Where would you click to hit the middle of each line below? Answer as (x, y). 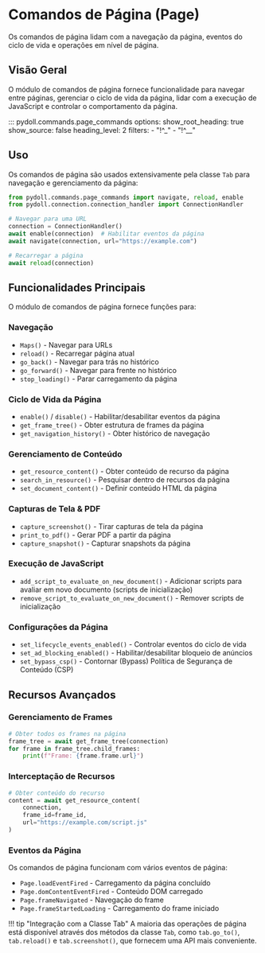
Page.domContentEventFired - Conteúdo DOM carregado (111, 892)
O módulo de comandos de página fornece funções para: (102, 307)
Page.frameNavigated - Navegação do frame (92, 900)
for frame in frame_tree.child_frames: (74, 749)
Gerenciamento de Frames (60, 718)
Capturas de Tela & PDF (55, 509)
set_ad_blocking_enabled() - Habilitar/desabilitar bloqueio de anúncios (136, 653)
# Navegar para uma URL (48, 219)
